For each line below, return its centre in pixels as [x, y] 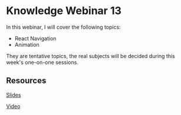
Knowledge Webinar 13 [64, 11]
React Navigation [35, 38]
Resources [26, 81]
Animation [27, 45]
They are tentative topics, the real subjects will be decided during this [90, 56]
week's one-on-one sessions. [42, 62]
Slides [14, 94]
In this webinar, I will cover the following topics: [63, 27]
